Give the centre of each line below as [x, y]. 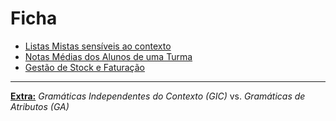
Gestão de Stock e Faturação [85, 67]
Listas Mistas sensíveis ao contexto [98, 46]
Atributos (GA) [40, 106]
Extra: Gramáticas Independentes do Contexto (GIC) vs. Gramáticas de [158, 96]
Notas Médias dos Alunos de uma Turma [108, 56]
